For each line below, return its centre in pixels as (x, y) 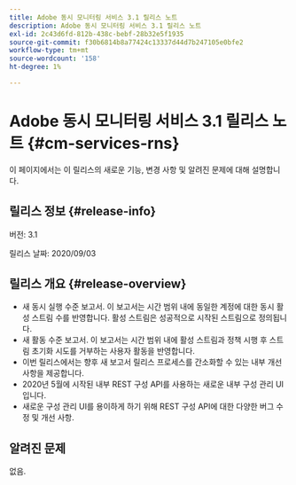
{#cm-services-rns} (103, 144)
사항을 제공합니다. (53, 373)
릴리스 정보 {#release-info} (83, 211)
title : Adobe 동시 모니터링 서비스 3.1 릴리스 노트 (93, 17)
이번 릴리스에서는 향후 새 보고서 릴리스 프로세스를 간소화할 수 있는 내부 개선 (152, 362)
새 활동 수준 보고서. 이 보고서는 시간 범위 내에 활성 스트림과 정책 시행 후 (144, 340)
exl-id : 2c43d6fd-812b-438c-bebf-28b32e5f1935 (97, 34)
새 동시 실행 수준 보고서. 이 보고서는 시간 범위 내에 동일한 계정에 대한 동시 (148, 307)
